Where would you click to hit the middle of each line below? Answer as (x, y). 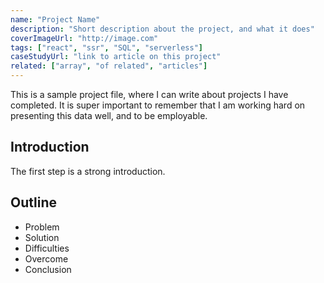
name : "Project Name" (55, 19)
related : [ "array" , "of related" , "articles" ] (109, 66)
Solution (42, 237)
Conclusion (48, 269)
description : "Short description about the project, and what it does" (162, 29)
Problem (42, 227)
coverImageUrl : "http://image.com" (84, 38)
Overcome (46, 258)
